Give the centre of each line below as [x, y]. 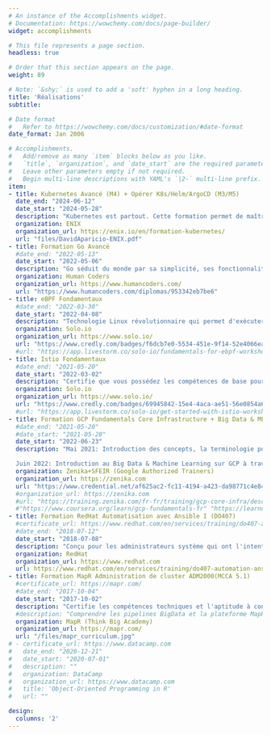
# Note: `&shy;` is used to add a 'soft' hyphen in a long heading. [126, 90]
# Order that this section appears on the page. [92, 68]
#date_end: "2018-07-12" [57, 531]
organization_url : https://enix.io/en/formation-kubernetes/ [121, 231]
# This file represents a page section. [77, 45]
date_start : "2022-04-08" [59, 314]
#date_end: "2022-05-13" [57, 254]
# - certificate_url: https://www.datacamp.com [90, 644]
